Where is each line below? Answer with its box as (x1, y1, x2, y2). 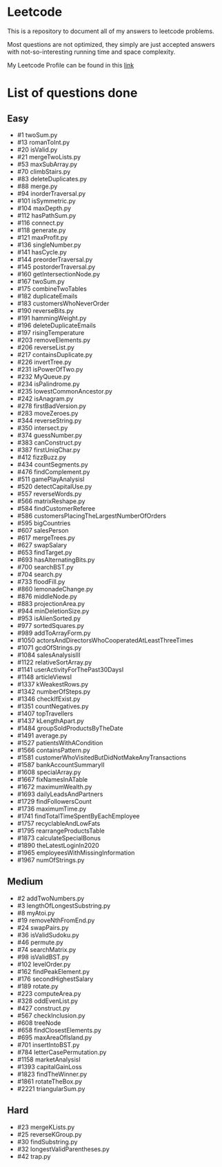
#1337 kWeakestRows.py (17, 680, 88, 688)
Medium (7, 876, 43, 888)
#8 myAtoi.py (17, 909, 55, 917)
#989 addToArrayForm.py (17, 629, 91, 637)
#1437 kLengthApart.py (17, 716, 84, 724)
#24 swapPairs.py (17, 923, 69, 931)
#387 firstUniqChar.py (17, 445, 81, 454)
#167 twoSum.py (17, 277, 65, 285)
